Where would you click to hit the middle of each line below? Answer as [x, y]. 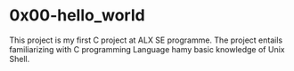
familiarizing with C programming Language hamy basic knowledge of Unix [147, 49]
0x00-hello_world [77, 16]
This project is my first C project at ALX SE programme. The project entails [146, 40]
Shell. [20, 59]
